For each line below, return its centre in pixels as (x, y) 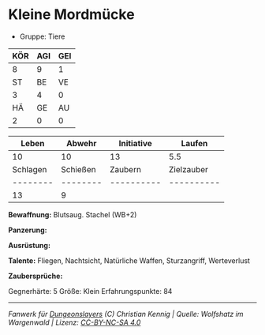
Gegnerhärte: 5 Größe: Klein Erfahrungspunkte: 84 (90, 291)
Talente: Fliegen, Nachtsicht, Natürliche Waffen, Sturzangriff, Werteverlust (129, 260)
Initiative (135, 143)
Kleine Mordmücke (72, 15)
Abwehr (81, 143)
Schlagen (30, 169)
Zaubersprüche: (35, 276)
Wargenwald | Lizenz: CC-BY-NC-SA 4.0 (75, 322)
